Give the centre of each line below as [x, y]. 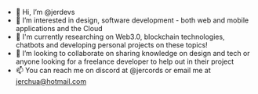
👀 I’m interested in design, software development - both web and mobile [132, 20]
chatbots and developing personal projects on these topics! [111, 45]
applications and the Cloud [59, 28]
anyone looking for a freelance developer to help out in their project [125, 61]
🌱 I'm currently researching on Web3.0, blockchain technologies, [120, 37]
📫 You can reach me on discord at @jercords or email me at [113, 70]
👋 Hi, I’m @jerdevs [45, 12]
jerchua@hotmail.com [51, 81]
